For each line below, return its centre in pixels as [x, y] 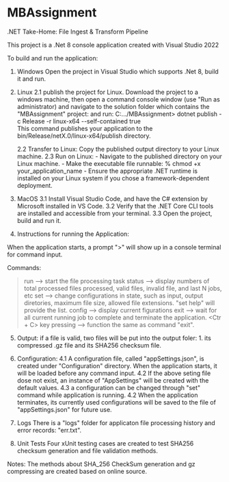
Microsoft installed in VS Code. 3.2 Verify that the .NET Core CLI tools [115, 206]
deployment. [35, 185]
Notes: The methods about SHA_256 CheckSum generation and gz [102, 463]
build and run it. [39, 220]
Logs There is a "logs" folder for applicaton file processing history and [116, 422]
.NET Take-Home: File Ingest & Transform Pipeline [78, 32]
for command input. [35, 254]
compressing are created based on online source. [77, 471]
